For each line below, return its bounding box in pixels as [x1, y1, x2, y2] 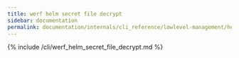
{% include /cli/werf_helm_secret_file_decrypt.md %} [7, 43, 164, 52]
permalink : [7, 23, 40, 30]
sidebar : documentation [7, 17, 78, 24]
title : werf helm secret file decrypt [7, 10, 122, 18]
